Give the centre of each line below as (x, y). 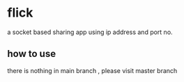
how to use (32, 54)
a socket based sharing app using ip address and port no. (90, 32)
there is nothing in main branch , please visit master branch (92, 70)
